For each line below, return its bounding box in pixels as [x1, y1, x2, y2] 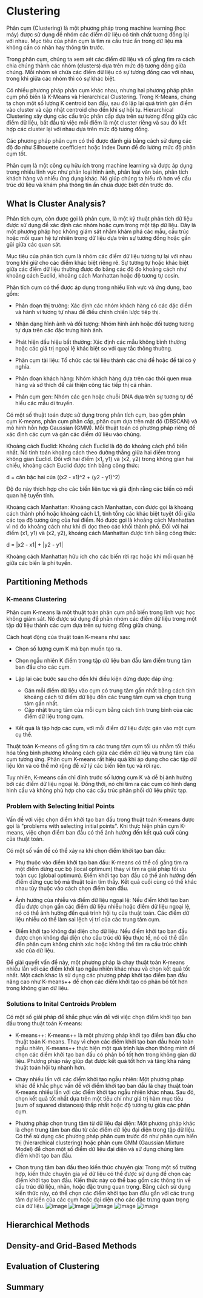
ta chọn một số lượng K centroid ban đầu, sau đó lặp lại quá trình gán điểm [6, 99, 193, 107]
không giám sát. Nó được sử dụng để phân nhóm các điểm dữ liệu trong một [6, 615, 197, 623]
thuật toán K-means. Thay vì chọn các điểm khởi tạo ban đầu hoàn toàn [15, 1038, 194, 1045]
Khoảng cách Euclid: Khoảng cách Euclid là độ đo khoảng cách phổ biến [6, 442, 188, 449]
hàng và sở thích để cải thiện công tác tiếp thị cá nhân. [15, 381, 153, 388]
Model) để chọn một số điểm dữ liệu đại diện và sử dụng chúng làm [15, 1146, 184, 1153]
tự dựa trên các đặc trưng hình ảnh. [15, 326, 104, 333]
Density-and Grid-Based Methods [6, 1240, 137, 1251]
